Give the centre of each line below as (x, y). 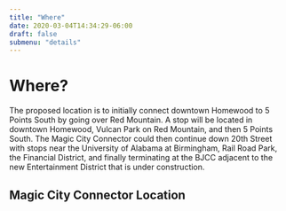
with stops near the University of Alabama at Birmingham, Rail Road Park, (143, 148)
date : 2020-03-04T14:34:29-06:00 (71, 26)
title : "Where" (37, 17)
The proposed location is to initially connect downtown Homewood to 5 (139, 111)
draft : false (33, 34)
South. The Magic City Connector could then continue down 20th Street (141, 139)
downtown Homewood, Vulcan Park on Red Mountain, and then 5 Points (141, 129)
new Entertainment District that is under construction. (107, 167)
